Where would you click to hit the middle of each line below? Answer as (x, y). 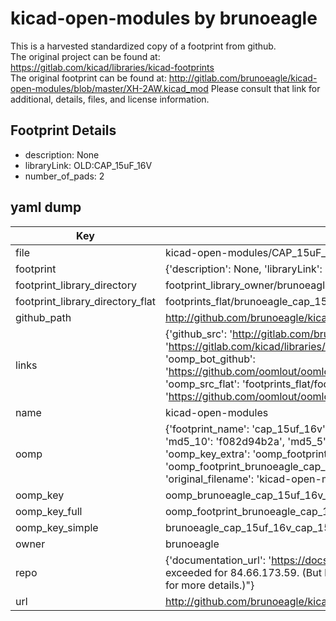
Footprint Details (63, 130)
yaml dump (46, 207)
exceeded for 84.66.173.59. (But (243, 572)
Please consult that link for (265, 88)
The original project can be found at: (85, 56)
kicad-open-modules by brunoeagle (164, 18)
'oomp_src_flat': (202, 384)
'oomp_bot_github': (210, 359)
